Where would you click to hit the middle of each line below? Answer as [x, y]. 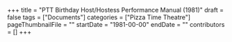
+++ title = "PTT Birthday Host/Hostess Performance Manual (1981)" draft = [116, 10]
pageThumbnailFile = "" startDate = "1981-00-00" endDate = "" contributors [116, 24]
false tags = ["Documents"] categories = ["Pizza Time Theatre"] [99, 17]
